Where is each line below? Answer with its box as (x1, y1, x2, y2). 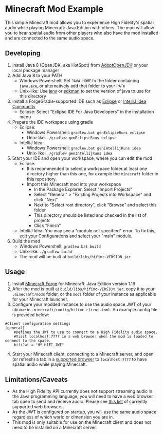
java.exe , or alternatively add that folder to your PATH (19, 83, 126, 89)
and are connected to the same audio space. (5, 35, 95, 41)
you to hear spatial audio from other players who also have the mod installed (5, 30, 159, 36)
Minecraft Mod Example (5, 3, 104, 15)
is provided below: (12, 312, 50, 318)
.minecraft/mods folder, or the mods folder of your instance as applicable (12, 291, 157, 297)
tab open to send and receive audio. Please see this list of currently (12, 398, 147, 405)
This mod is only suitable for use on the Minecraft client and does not (12, 419, 151, 425)
